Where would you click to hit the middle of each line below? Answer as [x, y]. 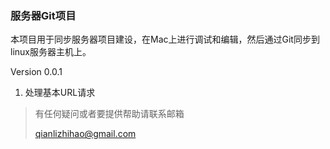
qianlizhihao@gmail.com [85, 134]
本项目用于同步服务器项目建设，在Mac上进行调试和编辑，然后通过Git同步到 [165, 39]
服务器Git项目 [43, 15]
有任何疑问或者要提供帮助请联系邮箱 [109, 114]
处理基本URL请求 [60, 93]
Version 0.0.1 [36, 72]
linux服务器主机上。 [51, 52]
